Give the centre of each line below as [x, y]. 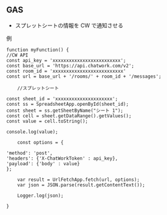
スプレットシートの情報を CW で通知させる [69, 25]
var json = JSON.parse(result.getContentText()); [81, 185]
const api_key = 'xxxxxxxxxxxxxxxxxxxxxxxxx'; [66, 60]
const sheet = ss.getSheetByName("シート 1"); [65, 111]
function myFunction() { [38, 50]
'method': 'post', [29, 153]
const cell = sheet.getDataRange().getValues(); [69, 116]
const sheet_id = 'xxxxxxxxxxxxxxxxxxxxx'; [62, 99]
